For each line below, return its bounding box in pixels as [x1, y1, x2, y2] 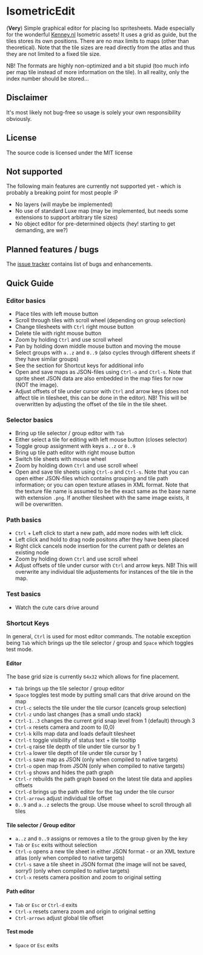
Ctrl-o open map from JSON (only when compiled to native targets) [15, 762, 185, 770]
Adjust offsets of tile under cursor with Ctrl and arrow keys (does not [15, 387, 189, 395]
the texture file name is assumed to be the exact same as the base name [15, 488, 196, 495]
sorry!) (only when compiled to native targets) [15, 867, 130, 875]
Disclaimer [6, 92, 48, 103]
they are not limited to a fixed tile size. [6, 50, 101, 57]
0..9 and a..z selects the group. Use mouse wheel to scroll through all [15, 801, 192, 808]
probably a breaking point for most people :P [6, 189, 118, 196]
